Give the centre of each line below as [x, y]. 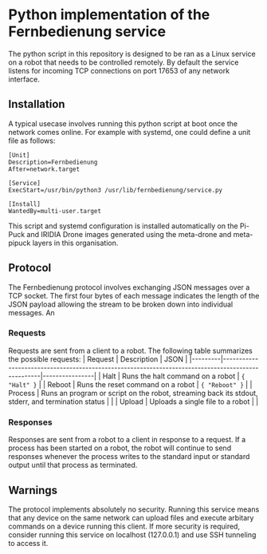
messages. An [32, 312]
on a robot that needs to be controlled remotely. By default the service [124, 62]
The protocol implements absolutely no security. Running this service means [134, 509]
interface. [24, 79]
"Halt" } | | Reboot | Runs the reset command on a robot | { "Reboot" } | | [130, 384]
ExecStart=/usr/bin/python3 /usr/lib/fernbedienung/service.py [116, 190]
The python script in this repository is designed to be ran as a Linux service [132, 53]
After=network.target [44, 169]
